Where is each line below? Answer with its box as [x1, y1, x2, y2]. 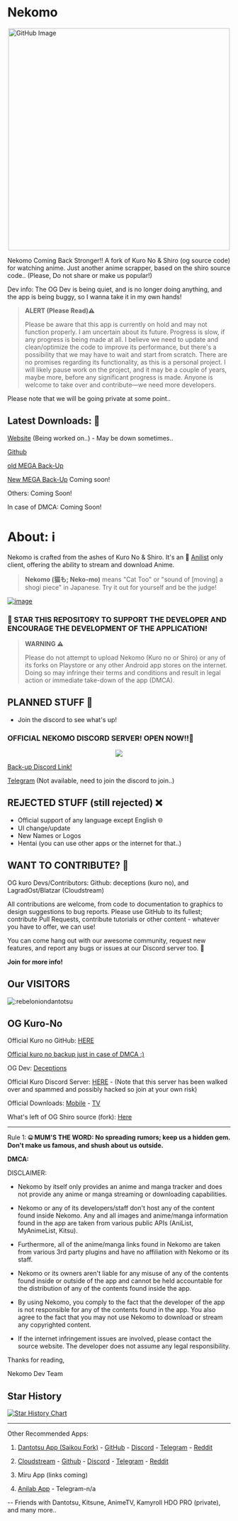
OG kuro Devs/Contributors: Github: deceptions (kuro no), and [7, 878, 189, 887]
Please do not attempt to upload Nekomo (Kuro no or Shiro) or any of [24, 653, 227, 662]
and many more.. [7, 1506, 57, 1515]
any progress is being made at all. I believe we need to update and [24, 335, 218, 343]
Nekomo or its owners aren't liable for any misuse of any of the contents [17, 1269, 229, 1278]
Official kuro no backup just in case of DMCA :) [7, 1050, 145, 1059]
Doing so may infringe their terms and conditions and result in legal [24, 668, 221, 677]
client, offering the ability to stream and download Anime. [7, 560, 175, 569]
